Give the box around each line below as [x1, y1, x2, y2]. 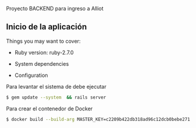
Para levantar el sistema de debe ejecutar [6, 83, 107, 90]
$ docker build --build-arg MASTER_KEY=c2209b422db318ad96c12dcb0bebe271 [6, 116, 191, 122]
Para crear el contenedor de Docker [6, 105, 93, 112]
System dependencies [14, 60, 69, 67]
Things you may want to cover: [6, 38, 81, 45]
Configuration [14, 72, 48, 79]
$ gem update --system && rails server [6, 94, 107, 100]
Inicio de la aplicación [6, 22, 87, 32]
